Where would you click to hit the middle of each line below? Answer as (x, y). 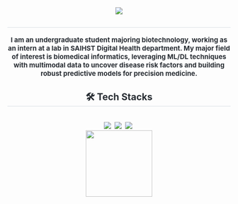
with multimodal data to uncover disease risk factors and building (119, 65)
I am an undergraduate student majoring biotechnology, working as (119, 40)
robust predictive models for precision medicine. (119, 73)
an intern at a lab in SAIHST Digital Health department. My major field (119, 48)
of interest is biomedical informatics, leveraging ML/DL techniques (119, 56)
